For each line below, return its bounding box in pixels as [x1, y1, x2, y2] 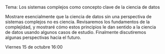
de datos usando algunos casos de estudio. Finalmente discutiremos [5, 29, 146, 35]
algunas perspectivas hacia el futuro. [5, 34, 81, 40]
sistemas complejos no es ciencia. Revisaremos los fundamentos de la [5, 19, 150, 25]
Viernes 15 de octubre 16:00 [5, 44, 63, 50]
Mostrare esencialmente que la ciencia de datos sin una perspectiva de [5, 14, 152, 19]
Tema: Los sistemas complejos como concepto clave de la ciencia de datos [5, 4, 161, 10]
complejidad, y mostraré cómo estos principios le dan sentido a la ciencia [5, 24, 156, 30]
